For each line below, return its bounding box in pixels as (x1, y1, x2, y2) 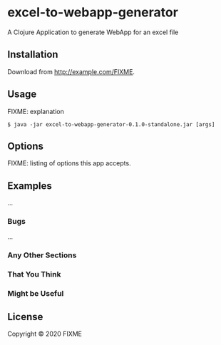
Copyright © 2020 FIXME (7, 329, 83, 339)
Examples (7, 180, 52, 192)
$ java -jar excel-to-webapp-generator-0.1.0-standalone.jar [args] (7, 120, 215, 128)
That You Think (7, 269, 61, 279)
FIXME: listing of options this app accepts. (7, 159, 131, 168)
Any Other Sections (7, 250, 77, 260)
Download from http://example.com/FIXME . (7, 67, 135, 76)
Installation (7, 48, 58, 61)
